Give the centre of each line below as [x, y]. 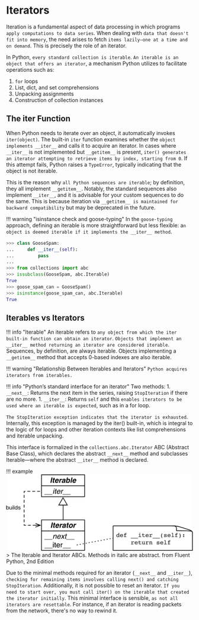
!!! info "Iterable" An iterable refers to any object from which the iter [92, 332]
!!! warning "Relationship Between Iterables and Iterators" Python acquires [97, 369]
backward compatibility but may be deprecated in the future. [81, 207]
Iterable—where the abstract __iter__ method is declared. [77, 460]
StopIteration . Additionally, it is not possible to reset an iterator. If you [93, 585]
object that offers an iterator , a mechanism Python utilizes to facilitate [97, 63]
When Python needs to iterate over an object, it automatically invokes [91, 133]
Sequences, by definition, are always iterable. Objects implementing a [91, 351]
